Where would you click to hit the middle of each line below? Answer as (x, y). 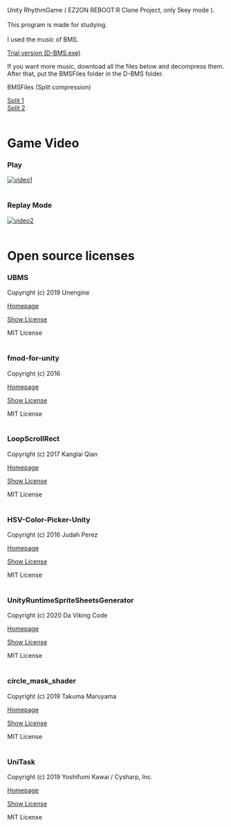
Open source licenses (71, 255)
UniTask (21, 762)
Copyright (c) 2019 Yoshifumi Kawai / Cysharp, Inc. (80, 777)
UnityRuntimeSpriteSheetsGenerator (71, 600)
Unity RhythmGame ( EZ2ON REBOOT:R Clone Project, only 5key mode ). (111, 10)
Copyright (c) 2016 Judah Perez (53, 535)
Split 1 (16, 101)
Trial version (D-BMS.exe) (44, 53)
